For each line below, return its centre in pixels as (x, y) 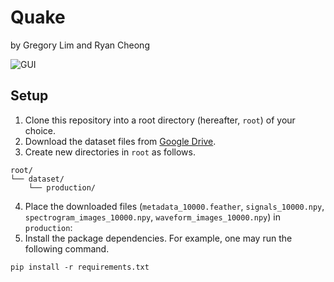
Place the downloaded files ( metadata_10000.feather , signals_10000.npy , (174, 206)
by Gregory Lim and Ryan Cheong (80, 45)
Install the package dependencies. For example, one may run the (158, 238)
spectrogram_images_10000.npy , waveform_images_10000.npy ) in (152, 217)
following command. (67, 248)
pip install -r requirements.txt (80, 267)
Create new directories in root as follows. (110, 152)
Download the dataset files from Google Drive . (120, 141)
